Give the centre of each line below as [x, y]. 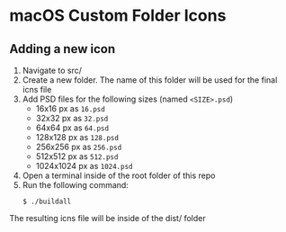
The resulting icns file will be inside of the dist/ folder [107, 218]
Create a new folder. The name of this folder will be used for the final [150, 80]
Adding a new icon [62, 49]
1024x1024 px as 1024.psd [84, 166]
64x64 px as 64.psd [72, 128]
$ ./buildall [47, 201]
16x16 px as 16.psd [70, 108]
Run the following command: [75, 185]
